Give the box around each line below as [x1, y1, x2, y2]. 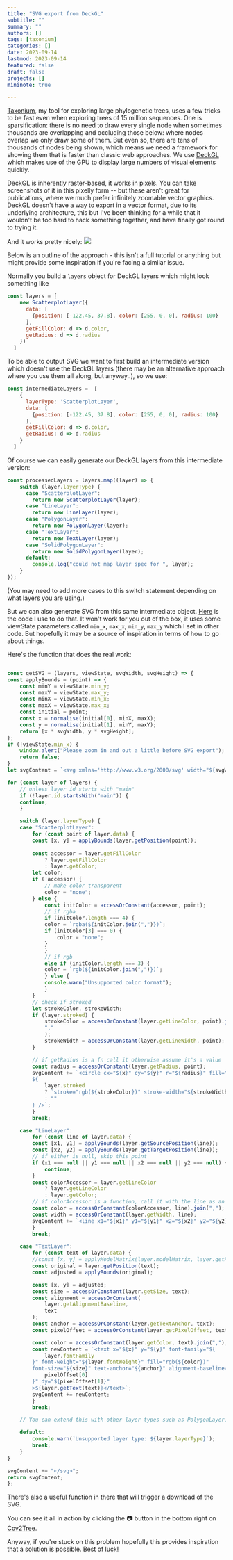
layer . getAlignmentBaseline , [44, 1301, 129, 1308]
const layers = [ [7, 293, 58, 300]
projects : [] [7, 74, 45, 82]
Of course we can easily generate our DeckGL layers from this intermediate [7, 456, 223, 464]
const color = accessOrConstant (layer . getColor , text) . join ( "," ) [32, 1339, 225, 1346]
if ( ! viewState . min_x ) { [7, 741, 79, 748]
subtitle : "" [7, 17, 45, 24]
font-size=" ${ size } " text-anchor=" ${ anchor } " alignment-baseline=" [32, 1365, 231, 1372]
